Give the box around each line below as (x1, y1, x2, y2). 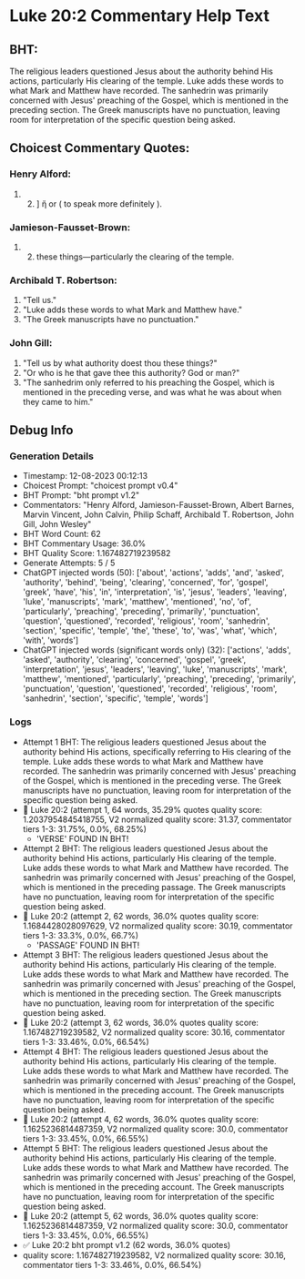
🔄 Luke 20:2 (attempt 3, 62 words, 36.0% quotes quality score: (22, 1017, 259, 1028)
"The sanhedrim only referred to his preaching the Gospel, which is (22, 377, 275, 388)
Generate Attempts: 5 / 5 (22, 557, 116, 569)
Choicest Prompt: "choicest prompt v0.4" (22, 480, 178, 492)
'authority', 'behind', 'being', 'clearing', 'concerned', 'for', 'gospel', (22, 577, 269, 588)
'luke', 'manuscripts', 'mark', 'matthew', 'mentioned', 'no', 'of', (22, 596, 252, 607)
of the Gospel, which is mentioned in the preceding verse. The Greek (22, 775, 282, 786)
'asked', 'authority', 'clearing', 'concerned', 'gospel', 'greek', (22, 655, 247, 665)
